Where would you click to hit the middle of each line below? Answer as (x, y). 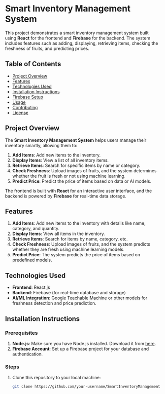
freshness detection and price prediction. (54, 303)
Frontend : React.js (31, 287)
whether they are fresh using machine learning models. (68, 249)
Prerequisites (21, 333)
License (20, 113)
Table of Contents (33, 64)
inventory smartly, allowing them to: (41, 145)
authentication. (27, 354)
